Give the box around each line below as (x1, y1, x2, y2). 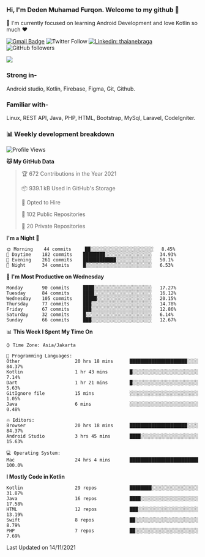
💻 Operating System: (6, 450, 61, 457)
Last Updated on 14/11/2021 (6, 544, 76, 551)
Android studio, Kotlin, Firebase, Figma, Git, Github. (6, 85, 136, 92)
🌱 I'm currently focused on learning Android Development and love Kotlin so (6, 20, 198, 27)
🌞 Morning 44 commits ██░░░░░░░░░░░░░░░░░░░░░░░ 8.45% (6, 246, 176, 253)
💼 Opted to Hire (21, 199, 61, 206)
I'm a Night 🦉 (6, 234, 40, 242)
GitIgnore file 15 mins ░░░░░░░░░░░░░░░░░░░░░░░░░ (6, 391, 199, 397)
